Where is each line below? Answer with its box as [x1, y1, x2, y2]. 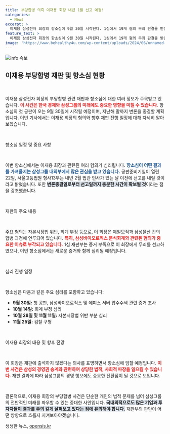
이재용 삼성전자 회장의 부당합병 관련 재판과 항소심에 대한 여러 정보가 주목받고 [5, 95, 157, 101]
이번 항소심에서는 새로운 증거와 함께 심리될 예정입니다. [20, 247, 127, 254]
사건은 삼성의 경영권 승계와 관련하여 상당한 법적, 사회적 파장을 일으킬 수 [10, 366, 149, 372]
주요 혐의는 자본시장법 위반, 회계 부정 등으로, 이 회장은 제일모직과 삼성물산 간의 [5, 229, 160, 235]
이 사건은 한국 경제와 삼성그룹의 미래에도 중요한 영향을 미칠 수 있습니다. [20, 102, 158, 108]
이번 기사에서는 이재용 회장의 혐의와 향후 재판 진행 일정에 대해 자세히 [20, 115, 155, 121]
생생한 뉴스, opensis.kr [5, 423, 52, 429]
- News [10, 17, 24, 22]
